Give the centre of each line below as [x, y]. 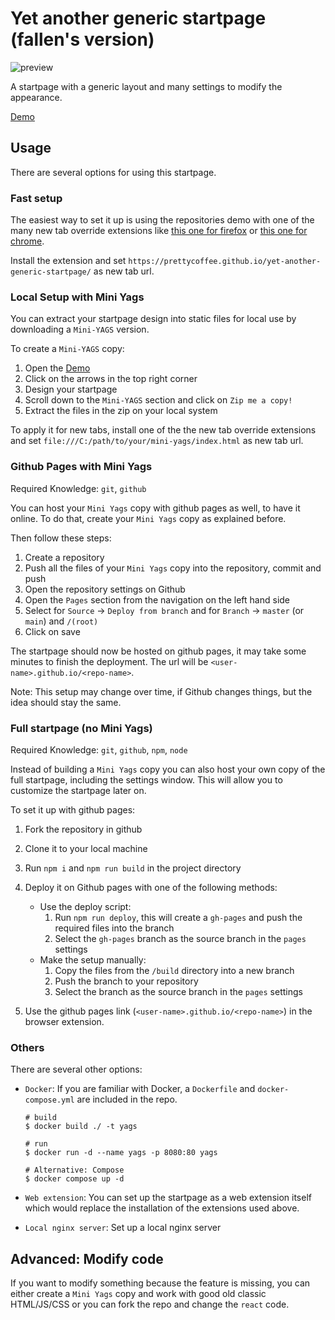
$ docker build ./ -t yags [81, 1127]
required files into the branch [114, 928]
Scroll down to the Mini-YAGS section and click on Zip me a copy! [158, 400]
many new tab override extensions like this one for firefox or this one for [159, 231]
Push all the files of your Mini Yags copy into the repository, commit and [173, 568]
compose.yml [49, 1100]
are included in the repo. [127, 1099]
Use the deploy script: [85, 906]
